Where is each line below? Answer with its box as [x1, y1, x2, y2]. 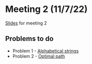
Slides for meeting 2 [5, 20, 47, 26]
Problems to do [5, 34, 54, 43]
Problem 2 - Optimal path [12, 53, 65, 59]
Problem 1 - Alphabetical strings [12, 47, 79, 53]
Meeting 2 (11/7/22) [5, 3, 88, 15]
